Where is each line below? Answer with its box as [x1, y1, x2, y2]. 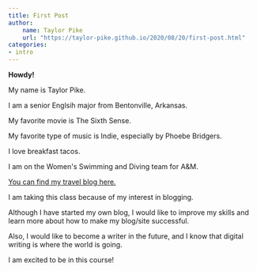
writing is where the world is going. [8, 240, 123, 249]
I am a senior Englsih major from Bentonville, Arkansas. [8, 100, 188, 110]
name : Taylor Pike [22, 26, 83, 34]
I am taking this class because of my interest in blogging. [8, 193, 194, 201]
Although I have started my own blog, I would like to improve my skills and [8, 208, 249, 217]
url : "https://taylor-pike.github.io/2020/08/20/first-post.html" [22, 33, 246, 42]
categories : [8, 41, 47, 49]
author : [8, 19, 34, 27]
